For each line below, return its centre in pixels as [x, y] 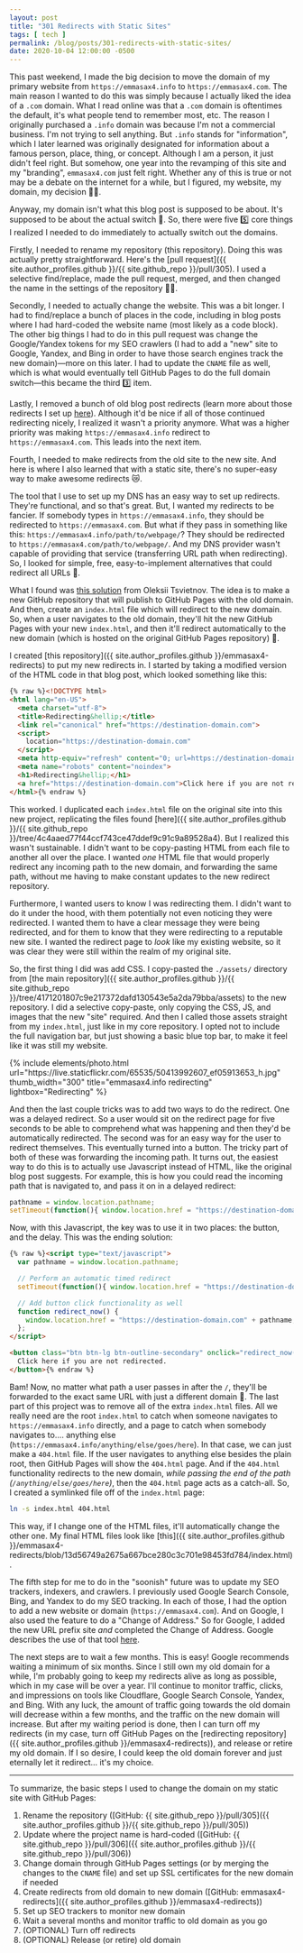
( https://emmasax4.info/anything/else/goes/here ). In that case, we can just [151, 1444]
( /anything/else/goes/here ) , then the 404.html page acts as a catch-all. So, [150, 1482]
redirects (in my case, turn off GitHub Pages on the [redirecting [127, 1733]
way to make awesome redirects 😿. [76, 479]
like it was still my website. [59, 1045]
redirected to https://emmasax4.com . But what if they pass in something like [149, 525]
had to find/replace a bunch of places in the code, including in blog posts [145, 316]
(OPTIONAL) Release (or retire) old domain [102, 1939]
